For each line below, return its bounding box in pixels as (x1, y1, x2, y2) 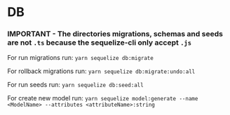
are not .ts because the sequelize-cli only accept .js (7, 38, 191, 47)
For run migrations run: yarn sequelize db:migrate (7, 54, 154, 62)
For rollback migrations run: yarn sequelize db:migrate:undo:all (7, 67, 196, 75)
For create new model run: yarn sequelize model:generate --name (7, 94, 198, 102)
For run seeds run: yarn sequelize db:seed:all (7, 81, 144, 89)
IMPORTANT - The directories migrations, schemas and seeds (7, 29, 223, 39)
